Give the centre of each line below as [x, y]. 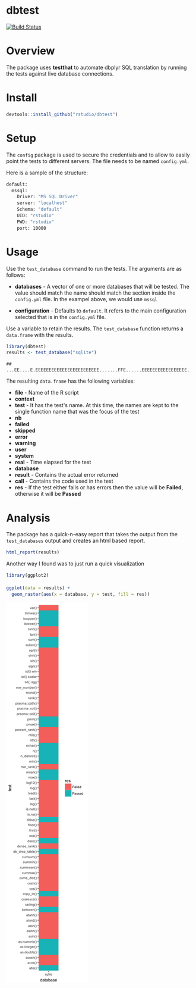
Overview [31, 51]
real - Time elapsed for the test [53, 462]
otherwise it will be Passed [48, 494]
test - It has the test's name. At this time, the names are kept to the [97, 405]
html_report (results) [33, 552]
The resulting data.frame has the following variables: [71, 381]
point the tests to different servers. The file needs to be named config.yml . [97, 161]
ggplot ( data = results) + [38, 588]
